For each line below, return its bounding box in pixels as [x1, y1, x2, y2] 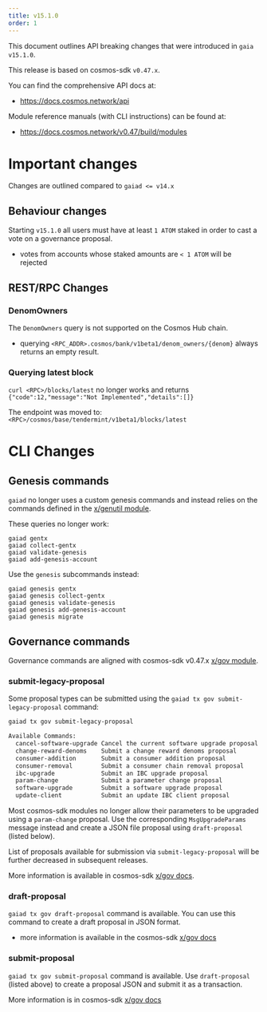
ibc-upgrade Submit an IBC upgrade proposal [15, 769, 209, 777]
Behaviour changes [8, 204, 108, 218]
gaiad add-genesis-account [8, 555, 98, 563]
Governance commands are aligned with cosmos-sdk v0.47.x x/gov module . [8, 656, 259, 666]
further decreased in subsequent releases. [8, 856, 149, 865]
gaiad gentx [8, 535, 48, 543]
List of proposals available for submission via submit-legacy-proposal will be [8, 847, 260, 856]
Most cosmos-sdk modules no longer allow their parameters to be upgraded [8, 806, 259, 816]
